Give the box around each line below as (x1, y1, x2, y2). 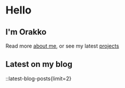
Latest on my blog (5, 59, 73, 69)
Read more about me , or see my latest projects (5, 42, 119, 49)
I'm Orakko (5, 27, 47, 37)
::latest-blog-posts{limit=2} (5, 75, 72, 82)
